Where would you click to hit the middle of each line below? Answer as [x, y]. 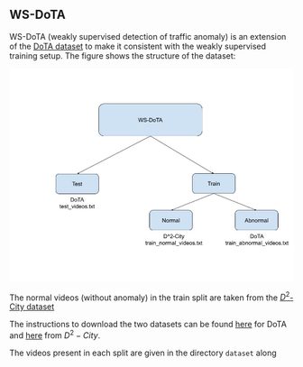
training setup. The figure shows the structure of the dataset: [123, 55]
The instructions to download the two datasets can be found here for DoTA [148, 325]
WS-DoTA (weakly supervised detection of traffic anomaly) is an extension [148, 36]
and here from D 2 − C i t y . [55, 335]
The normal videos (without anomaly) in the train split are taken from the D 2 [150, 297]
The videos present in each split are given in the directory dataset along [143, 353]
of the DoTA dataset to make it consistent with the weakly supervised [138, 46]
